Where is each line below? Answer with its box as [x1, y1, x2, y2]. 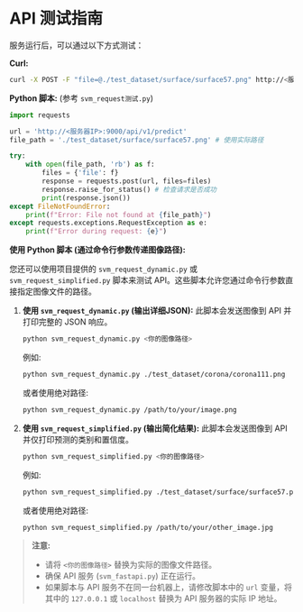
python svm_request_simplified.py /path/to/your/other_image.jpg [22, 523, 273, 532]
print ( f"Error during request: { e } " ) [25, 227, 168, 236]
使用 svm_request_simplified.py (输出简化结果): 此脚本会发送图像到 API [22, 423, 288, 434]
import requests [9, 110, 70, 120]
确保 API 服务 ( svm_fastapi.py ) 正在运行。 [44, 571, 201, 581]
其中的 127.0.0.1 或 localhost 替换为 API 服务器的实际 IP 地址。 [44, 593, 282, 604]
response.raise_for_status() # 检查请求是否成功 [41, 185, 217, 194]
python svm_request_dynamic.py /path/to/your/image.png [22, 405, 237, 415]
